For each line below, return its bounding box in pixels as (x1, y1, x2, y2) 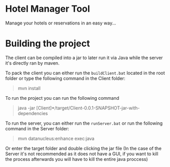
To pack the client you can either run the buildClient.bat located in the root (5, 70, 165, 76)
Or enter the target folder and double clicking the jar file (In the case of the (5, 145, 162, 151)
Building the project (5, 38, 90, 49)
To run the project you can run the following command (5, 95, 120, 101)
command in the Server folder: (5, 125, 70, 131)
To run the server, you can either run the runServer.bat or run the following (5, 120, 163, 126)
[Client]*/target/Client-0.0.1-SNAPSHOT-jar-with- (36, 105, 140, 111)
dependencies (17, 110, 48, 116)
